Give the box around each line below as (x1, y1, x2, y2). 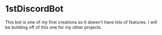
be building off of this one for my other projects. (5, 24, 102, 30)
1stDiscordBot (5, 3, 64, 14)
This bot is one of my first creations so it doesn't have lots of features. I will (5, 19, 157, 25)
